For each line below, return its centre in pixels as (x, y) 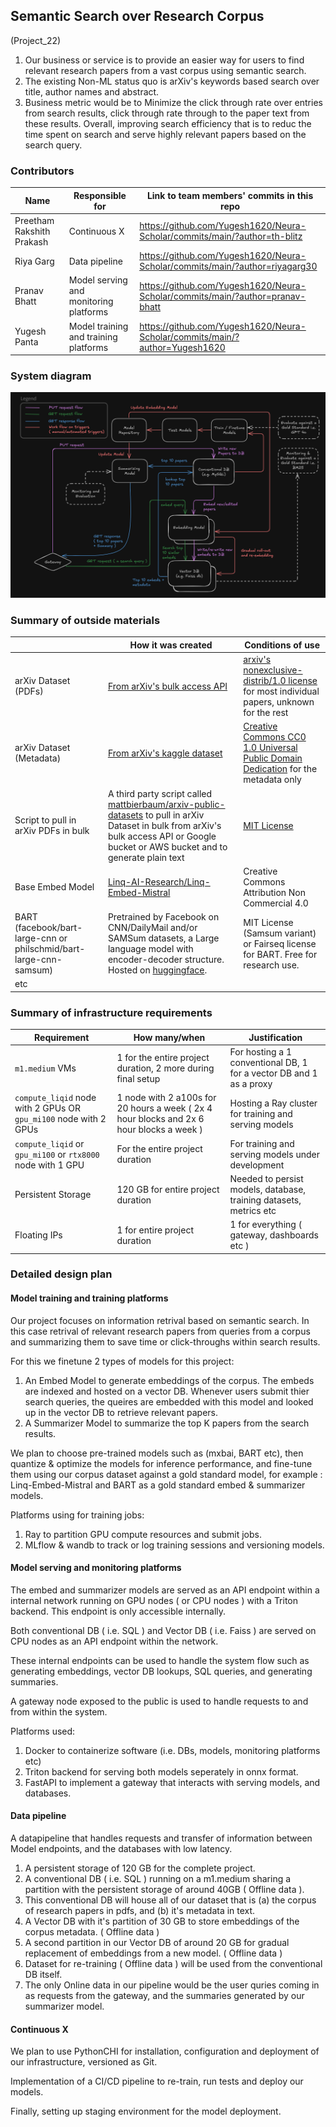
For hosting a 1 (261, 1052)
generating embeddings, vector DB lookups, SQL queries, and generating (161, 1671)
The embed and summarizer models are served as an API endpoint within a (165, 1590)
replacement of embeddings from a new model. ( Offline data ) (153, 1953)
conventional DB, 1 (268, 1063)
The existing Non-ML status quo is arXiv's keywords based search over (172, 81)
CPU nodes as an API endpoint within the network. (114, 1641)
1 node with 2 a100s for (166, 1098)
